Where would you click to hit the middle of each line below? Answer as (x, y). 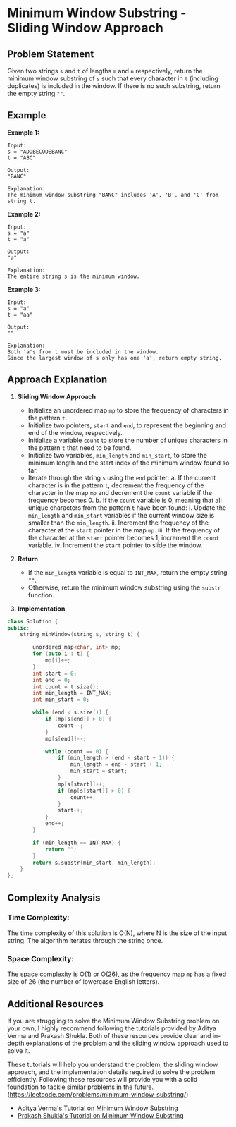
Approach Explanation (57, 380)
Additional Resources (55, 1004)
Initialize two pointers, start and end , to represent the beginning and (127, 425)
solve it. (19, 1050)
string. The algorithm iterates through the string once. (85, 940)
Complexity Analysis (54, 897)
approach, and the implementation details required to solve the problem (111, 1072)
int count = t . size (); (66, 687)
